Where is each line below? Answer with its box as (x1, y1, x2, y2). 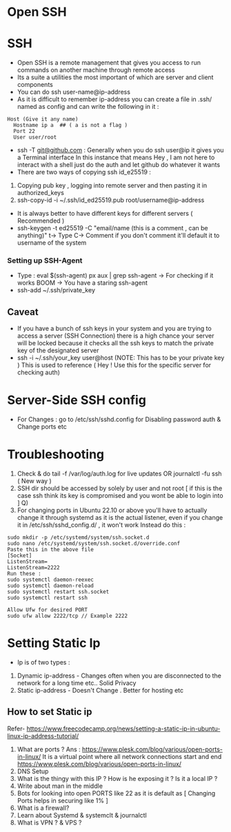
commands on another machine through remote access (17, 66, 175, 74)
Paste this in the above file (7, 546, 94, 554)
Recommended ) (17, 216, 65, 225)
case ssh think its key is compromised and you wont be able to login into (17, 491, 223, 500)
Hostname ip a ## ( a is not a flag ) (13, 122, 128, 129)
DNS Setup (17, 767, 49, 775)
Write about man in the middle (17, 782, 103, 790)
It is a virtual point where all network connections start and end (42, 752, 222, 760)
